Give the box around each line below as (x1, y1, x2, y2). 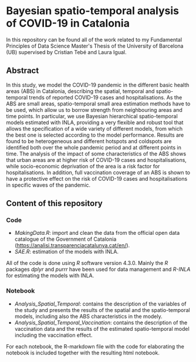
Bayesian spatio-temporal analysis (6, 4, 180, 18)
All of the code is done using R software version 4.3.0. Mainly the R (6, 260, 168, 267)
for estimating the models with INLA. (6, 272, 94, 279)
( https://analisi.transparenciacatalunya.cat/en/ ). (14, 242, 130, 249)
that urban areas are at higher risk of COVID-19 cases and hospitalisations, (6, 156, 187, 163)
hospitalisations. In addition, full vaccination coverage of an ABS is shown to (6, 169, 191, 176)
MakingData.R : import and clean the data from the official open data (14, 230, 180, 237)
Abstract (6, 66, 39, 76)
